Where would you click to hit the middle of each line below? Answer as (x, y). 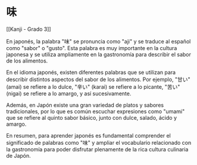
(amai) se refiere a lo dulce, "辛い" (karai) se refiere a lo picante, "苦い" (93, 86)
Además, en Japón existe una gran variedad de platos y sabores (85, 105)
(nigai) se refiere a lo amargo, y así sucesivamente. (69, 94)
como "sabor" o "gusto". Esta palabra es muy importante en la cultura (92, 48)
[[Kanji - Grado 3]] (29, 29)
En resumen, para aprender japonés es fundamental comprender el (89, 135)
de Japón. (18, 155)
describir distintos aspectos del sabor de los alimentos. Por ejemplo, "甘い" (98, 79)
